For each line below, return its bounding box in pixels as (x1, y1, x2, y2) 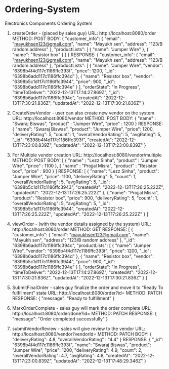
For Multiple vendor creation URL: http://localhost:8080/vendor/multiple (12, 152, 162, 158)
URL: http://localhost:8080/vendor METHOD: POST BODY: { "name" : (12, 115, 156, 121)
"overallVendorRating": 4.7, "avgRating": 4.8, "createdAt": (12, 352, 132, 358)
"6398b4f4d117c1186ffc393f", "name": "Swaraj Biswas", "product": (12, 342, 151, 348)
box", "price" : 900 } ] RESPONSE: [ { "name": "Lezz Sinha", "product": (12, 168, 159, 174)
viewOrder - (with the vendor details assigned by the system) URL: (12, 221, 151, 227)
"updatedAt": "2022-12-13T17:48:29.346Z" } (53, 358, 146, 364)
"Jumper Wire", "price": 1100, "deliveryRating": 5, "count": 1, (12, 173, 137, 179)
